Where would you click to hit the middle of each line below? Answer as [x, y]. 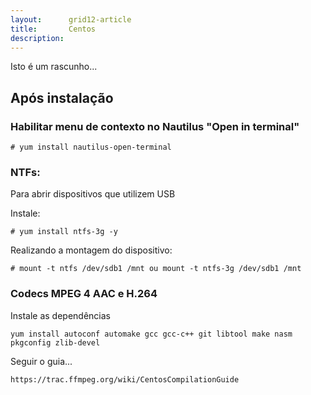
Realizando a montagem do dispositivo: [91, 250]
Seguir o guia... [41, 361]
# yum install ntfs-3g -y [64, 232]
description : [37, 38]
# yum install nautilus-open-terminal [91, 147]
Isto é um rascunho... [54, 67]
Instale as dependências [60, 315]
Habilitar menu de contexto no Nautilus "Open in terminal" [155, 126]
